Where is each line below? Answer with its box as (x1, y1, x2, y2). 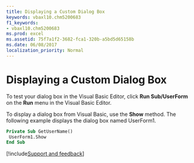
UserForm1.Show (8, 134, 46, 140)
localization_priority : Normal (6, 48, 84, 54)
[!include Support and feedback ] (6, 150, 85, 158)
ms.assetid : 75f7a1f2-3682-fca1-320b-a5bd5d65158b (6, 36, 134, 42)
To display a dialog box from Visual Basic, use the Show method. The (6, 111, 177, 118)
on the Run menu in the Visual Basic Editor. (6, 99, 112, 106)
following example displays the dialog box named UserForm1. (6, 117, 157, 124)
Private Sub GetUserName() (6, 128, 73, 134)
